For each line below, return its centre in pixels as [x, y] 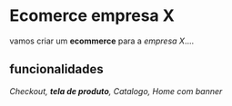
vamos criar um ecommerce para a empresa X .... [102, 41]
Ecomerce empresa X [92, 16]
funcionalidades [57, 69]
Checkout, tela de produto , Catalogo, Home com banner [116, 91]
